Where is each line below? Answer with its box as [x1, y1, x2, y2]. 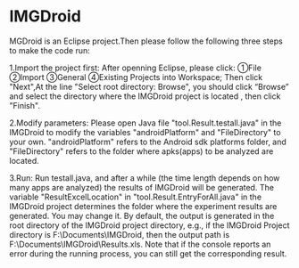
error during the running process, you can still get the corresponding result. [9, 248, 287, 259]
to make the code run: [9, 45, 91, 55]
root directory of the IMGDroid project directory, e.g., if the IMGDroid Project [9, 220, 290, 231]
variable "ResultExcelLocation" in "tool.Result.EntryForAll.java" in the [9, 191, 262, 202]
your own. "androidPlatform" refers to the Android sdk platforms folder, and [9, 136, 287, 147]
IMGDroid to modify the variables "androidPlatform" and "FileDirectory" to [9, 126, 281, 137]
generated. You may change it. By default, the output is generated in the [9, 210, 275, 221]
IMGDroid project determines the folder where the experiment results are [9, 200, 278, 211]
